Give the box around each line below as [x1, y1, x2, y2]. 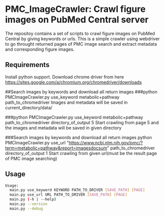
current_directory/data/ [5, 104, 53, 110]
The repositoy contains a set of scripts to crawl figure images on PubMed [5, 30, 155, 36]
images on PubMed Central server [5, 14, 149, 25]
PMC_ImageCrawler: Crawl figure [5, 3, 146, 15]
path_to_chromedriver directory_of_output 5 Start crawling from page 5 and [5, 119, 159, 125]
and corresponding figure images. [5, 46, 75, 52]
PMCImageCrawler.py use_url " [5, 140, 69, 145]
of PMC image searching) [5, 155, 57, 161]
